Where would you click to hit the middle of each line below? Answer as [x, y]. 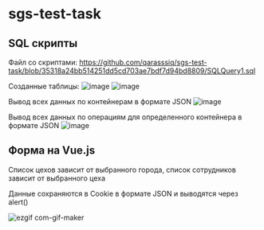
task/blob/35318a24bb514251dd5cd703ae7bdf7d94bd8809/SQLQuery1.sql [132, 71]
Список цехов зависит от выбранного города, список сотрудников [122, 170]
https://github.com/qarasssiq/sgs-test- [143, 62]
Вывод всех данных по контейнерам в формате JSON [100, 101]
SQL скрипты [43, 43]
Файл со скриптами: [43, 62]
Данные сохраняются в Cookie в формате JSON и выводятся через [123, 193]
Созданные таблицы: [44, 86]
